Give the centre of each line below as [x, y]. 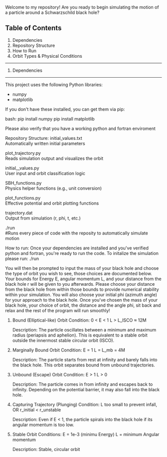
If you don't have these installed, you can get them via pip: [65, 109]
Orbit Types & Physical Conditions [47, 56]
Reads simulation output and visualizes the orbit [54, 158]
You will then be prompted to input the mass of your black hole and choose [82, 268]
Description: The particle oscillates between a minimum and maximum [84, 330]
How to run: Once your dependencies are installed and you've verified [77, 248]
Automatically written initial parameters [45, 143]
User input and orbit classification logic [45, 173]
